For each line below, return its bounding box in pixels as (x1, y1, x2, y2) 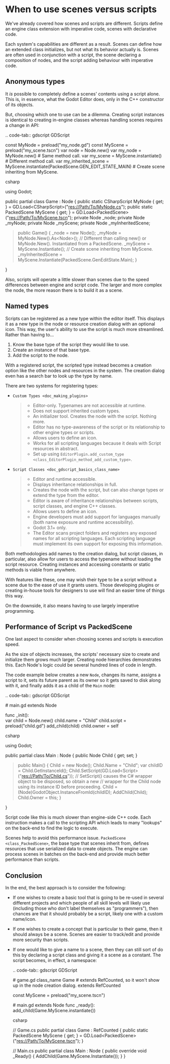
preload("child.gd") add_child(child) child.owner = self (5, 723, 119, 729)
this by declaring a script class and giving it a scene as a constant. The (12, 952, 161, 958)
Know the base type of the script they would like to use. (12, 341, 129, 347)
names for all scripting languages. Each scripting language (32, 535, 156, 541)
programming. (5, 608, 35, 614)
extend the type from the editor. (32, 492, 100, 498)
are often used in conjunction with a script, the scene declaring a (5, 52, 141, 58)
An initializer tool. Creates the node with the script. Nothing (32, 413, 157, 419)
